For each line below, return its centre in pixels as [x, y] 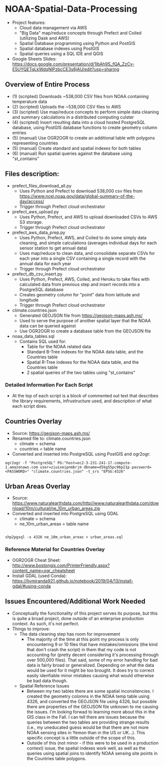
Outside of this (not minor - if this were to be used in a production [92, 743]
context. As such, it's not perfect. [46, 623]
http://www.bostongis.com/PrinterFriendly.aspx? [61, 565]
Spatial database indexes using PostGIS [59, 48]
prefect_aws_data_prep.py [39, 232]
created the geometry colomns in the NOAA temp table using [88, 696]
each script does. [30, 406]
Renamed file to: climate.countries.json [51, 438]
